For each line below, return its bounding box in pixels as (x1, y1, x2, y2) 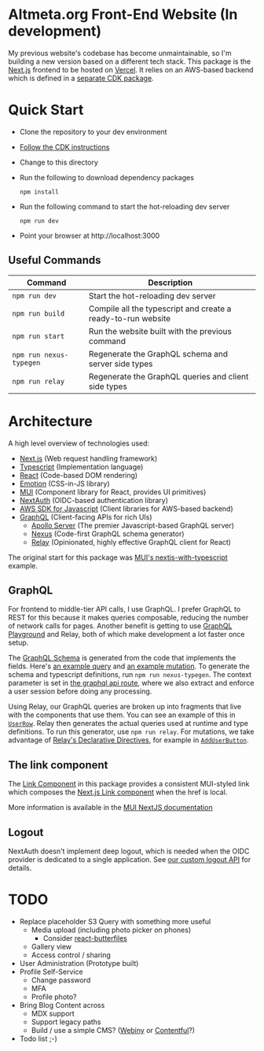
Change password (31, 975, 91, 985)
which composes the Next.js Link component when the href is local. (8, 787, 228, 797)
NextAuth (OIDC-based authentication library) (19, 495, 169, 505)
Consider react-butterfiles (42, 934, 127, 942)
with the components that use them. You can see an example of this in (8, 710, 236, 720)
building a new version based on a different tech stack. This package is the (8, 57, 251, 66)
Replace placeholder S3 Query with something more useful (19, 917, 211, 926)
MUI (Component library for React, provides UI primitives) (19, 487, 207, 497)
